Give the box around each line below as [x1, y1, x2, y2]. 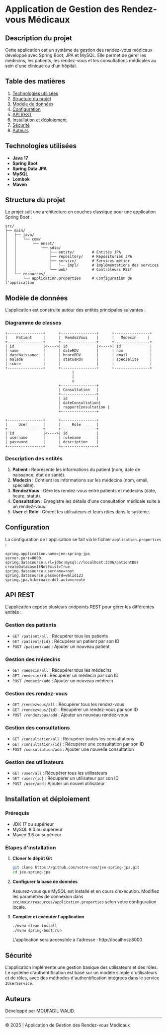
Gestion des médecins [5, 656, 61, 663]
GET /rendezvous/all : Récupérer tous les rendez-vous [12, 702, 125, 708]
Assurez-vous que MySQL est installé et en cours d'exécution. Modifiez [12, 888, 160, 894]
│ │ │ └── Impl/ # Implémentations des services [5, 263, 159, 268]
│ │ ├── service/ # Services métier [5, 258, 130, 264]
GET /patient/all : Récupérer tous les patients [12, 633, 108, 639]
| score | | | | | [5, 361, 153, 366]
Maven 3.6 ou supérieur [12, 831, 62, 838]
